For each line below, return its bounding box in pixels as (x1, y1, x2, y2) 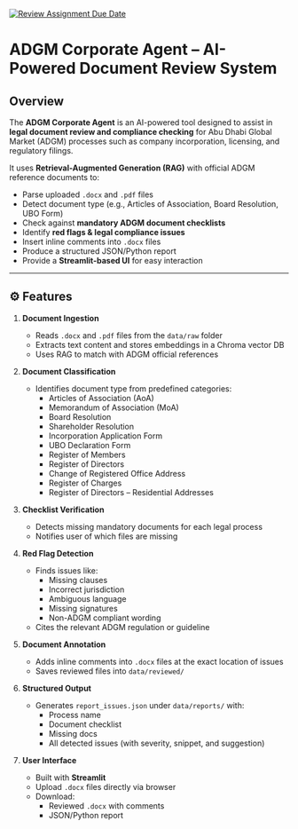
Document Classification (21, 366, 116, 376)
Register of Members (48, 449, 126, 460)
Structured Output (21, 683, 91, 693)
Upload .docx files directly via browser (35, 781, 176, 792)
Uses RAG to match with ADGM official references (35, 349, 219, 359)
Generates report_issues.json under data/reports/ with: (35, 699, 245, 710)
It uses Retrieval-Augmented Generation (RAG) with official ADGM (9, 162, 255, 173)
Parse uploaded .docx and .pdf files (21, 189, 153, 200)
